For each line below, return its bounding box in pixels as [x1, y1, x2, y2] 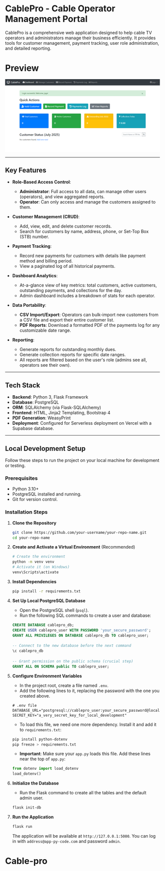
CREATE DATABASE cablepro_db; [12, 622, 75, 627]
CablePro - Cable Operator [5, 3, 115, 14]
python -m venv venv [12, 559, 55, 564]
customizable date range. [19, 327, 71, 333]
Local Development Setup [5, 444, 86, 453]
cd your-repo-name [12, 535, 50, 540]
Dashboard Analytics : [12, 273, 58, 279]
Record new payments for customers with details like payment [19, 253, 146, 259]
